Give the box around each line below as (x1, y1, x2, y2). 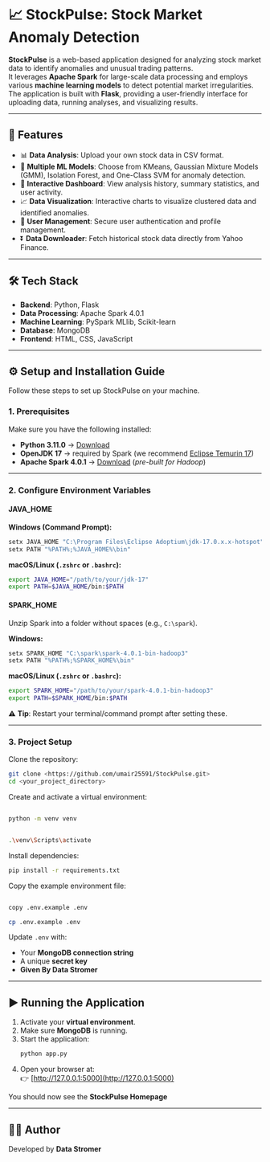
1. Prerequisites (8, 406, 70, 417)
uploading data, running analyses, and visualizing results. (8, 97, 198, 107)
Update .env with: (8, 932, 67, 942)
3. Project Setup (8, 736, 72, 747)
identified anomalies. (19, 207, 90, 217)
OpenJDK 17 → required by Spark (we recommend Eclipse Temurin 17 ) (19, 448, 255, 458)
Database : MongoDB (19, 325, 91, 335)
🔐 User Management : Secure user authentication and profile (19, 216, 221, 226)
